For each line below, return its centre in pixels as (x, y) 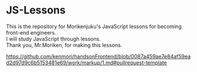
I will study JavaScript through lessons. (53, 39)
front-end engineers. (31, 32)
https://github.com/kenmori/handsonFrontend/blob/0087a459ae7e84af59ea (98, 56)
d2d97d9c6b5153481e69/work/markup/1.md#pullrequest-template (86, 63)
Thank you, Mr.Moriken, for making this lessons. (64, 45)
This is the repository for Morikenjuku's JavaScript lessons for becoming (94, 26)
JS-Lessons (36, 10)
